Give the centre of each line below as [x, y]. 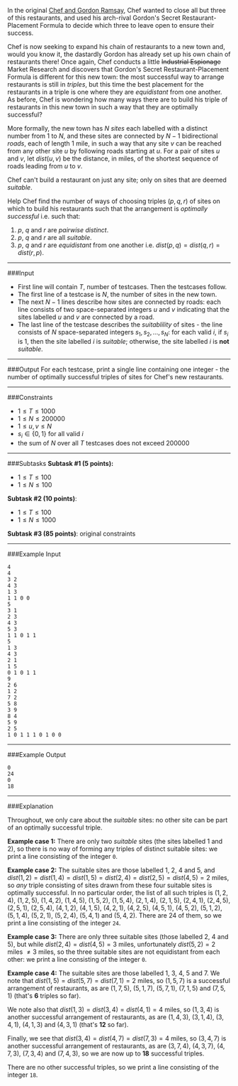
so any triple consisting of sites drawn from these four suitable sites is [110, 885]
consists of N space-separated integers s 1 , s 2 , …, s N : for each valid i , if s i [123, 333]
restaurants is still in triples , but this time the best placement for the [106, 84]
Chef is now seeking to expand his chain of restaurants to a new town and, [116, 47]
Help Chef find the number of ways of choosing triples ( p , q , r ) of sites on [114, 201]
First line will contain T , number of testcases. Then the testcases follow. [122, 287]
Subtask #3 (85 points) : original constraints [72, 533]
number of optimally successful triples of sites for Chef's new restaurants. [116, 376]
